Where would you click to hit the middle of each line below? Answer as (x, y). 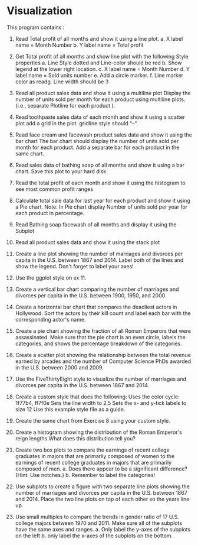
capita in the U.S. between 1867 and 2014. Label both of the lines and (99, 260)
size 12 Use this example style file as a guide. (70, 409)
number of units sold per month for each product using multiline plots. (100, 99)
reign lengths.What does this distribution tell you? (75, 438)
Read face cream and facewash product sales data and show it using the (103, 135)
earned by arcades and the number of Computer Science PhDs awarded (103, 361)
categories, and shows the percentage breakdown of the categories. (98, 343)
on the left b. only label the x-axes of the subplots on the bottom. (94, 536)
